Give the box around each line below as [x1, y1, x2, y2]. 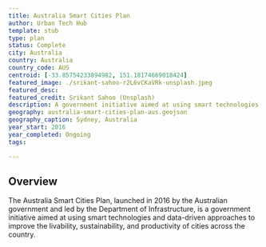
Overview [8, 174, 58, 188]
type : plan [8, 34, 45, 42]
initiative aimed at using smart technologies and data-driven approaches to [8, 213, 256, 222]
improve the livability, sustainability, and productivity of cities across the [8, 221, 245, 231]
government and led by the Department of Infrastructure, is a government [8, 205, 251, 214]
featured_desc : [8, 86, 59, 94]
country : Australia [8, 57, 73, 65]
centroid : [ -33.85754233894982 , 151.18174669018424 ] [8, 71, 188, 79]
